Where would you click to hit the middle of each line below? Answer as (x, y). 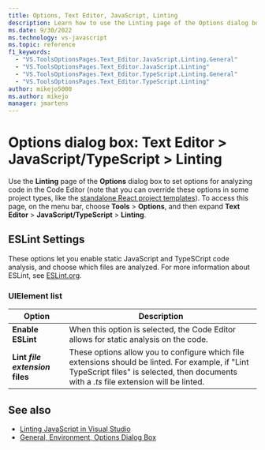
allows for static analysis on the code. (139, 339)
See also (30, 410)
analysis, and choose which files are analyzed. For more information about (129, 267)
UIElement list (35, 295)
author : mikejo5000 (40, 89)
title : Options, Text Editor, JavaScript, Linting (93, 15)
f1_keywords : (30, 52)
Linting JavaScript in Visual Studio (75, 429)
